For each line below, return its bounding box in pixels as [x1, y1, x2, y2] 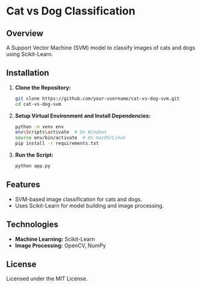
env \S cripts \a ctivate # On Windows [14, 129, 107, 135]
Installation [6, 68, 49, 78]
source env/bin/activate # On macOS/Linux [14, 135, 126, 141]
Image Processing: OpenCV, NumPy [14, 242, 107, 249]
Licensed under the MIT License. [6, 275, 88, 282]
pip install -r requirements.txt [14, 140, 99, 147]
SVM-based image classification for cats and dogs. [14, 196, 143, 203]
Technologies [6, 220, 59, 230]
